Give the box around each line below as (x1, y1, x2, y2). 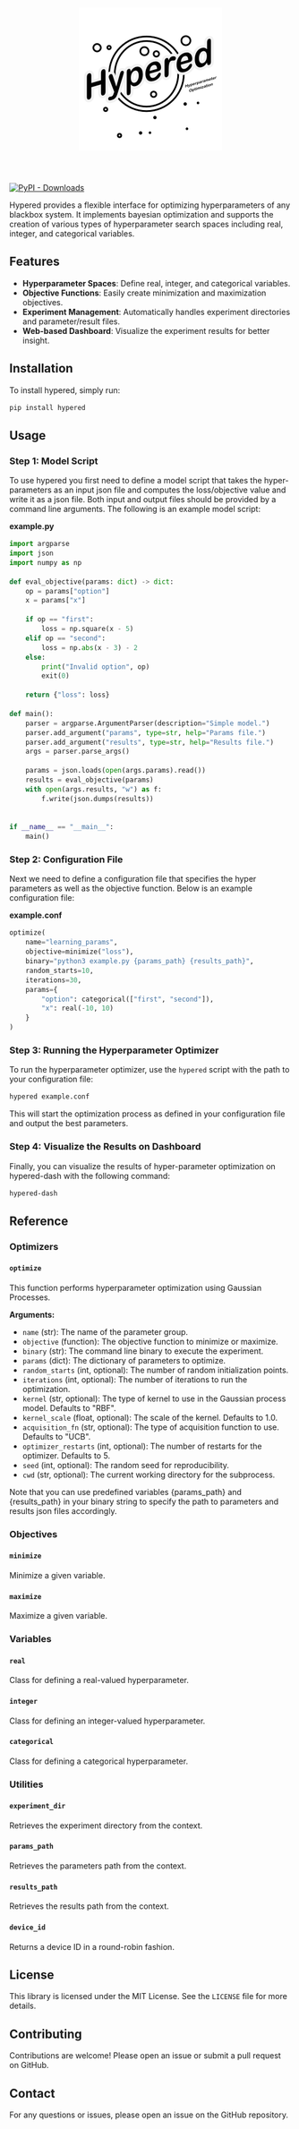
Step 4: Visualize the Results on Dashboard (9, 1141, 201, 1153)
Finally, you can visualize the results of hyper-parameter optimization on (9, 1160, 276, 1171)
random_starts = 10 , (25, 966, 94, 975)
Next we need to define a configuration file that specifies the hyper (9, 874, 257, 885)
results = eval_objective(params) (25, 775, 154, 784)
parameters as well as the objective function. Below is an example (9, 883, 253, 893)
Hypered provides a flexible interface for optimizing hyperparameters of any (9, 200, 291, 210)
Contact (9, 2085, 56, 2101)
